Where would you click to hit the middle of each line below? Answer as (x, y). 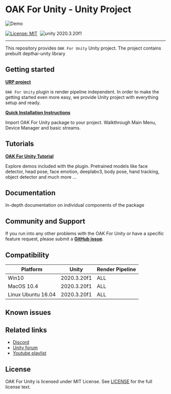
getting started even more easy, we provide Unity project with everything (82, 97)
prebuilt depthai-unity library (35, 53)
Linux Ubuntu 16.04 (32, 294)
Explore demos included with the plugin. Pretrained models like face (77, 166)
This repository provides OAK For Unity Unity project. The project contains (83, 48)
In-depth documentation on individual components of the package (75, 205)
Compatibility (27, 255)
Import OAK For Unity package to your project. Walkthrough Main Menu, (81, 122)
